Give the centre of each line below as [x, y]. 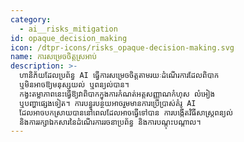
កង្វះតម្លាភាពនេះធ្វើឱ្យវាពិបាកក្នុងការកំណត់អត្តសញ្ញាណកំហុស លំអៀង [117, 94]
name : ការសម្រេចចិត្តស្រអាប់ [54, 57]
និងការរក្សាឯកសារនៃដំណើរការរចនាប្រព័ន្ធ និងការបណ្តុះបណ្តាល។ [110, 122]
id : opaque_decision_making [69, 38]
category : [31, 19]
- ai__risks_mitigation [68, 29]
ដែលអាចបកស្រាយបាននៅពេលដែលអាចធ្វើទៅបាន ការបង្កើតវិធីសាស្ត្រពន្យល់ [126, 112]
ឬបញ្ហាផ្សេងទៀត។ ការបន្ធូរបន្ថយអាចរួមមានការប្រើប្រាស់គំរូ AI [108, 103]
